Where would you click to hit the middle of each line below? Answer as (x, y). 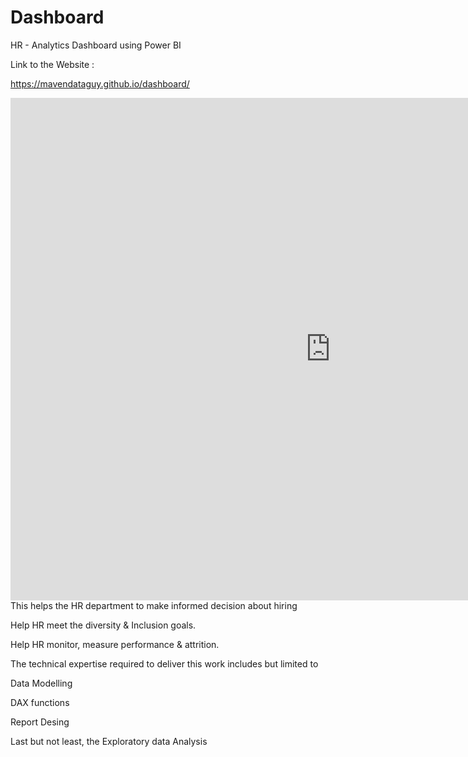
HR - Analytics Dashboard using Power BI (96, 45)
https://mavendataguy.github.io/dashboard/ (100, 83)
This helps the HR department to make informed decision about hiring (154, 605)
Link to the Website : (52, 64)
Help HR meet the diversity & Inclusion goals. (103, 625)
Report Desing (40, 722)
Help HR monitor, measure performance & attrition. (115, 644)
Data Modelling (41, 683)
